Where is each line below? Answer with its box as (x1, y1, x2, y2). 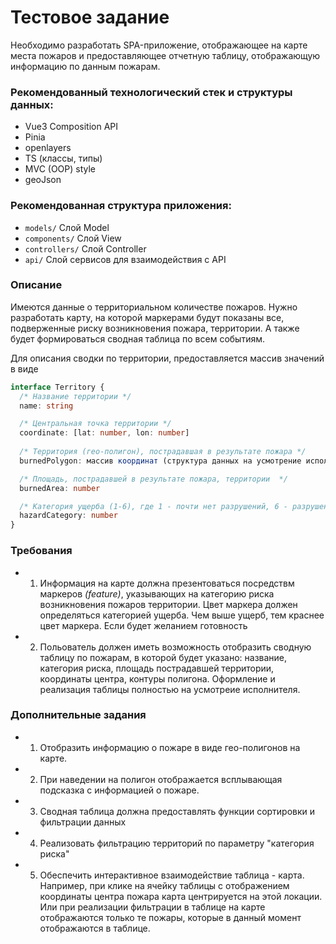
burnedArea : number (19, 483, 101, 493)
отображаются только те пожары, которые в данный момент (39, 911, 302, 923)
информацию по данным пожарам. (10, 60, 161, 72)
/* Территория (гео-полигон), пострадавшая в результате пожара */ (19, 447, 307, 457)
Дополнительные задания (10, 708, 147, 722)
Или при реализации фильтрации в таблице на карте (39, 901, 266, 913)
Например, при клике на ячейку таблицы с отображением (39, 879, 290, 891)
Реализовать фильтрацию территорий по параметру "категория (39, 837, 315, 849)
